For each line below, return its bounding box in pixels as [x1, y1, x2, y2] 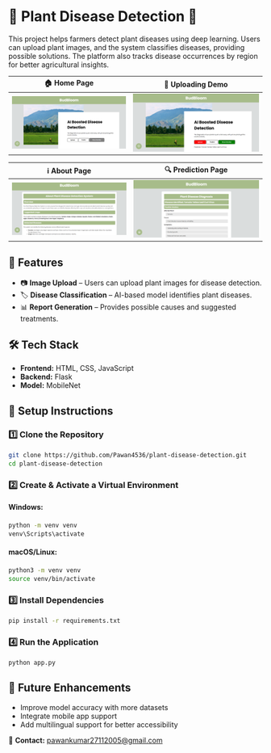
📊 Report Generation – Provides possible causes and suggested [19, 302, 236, 312]
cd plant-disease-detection [8, 460, 103, 468]
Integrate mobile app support [19, 711, 118, 721]
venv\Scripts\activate [8, 529, 85, 538]
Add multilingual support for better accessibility [19, 719, 179, 730]
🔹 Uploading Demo [164, 79, 228, 89]
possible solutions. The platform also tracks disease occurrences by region [8, 51, 258, 61]
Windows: [8, 503, 44, 512]
